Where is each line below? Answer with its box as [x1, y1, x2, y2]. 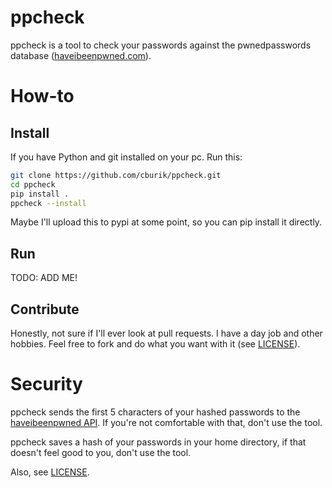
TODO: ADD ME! [10, 272, 78, 284]
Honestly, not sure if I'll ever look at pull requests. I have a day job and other [10, 327, 323, 340]
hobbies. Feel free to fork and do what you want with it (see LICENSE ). [10, 338, 301, 350]
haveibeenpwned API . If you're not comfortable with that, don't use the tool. [10, 417, 323, 428]
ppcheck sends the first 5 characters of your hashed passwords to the [10, 406, 301, 418]
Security [10, 373, 83, 396]
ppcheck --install [10, 198, 87, 208]
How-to [10, 85, 75, 108]
